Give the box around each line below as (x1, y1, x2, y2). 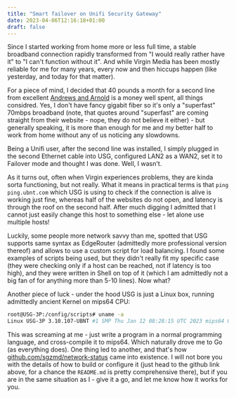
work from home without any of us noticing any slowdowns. (7, 131, 181, 139)
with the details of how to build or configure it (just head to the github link (7, 360, 220, 369)
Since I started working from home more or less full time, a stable (7, 43, 197, 51)
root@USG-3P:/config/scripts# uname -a (7, 311, 124, 319)
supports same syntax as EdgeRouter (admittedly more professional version (7, 239, 227, 248)
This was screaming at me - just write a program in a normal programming (7, 330, 223, 339)
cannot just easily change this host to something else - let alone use (7, 210, 204, 219)
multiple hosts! (7, 218, 51, 226)
